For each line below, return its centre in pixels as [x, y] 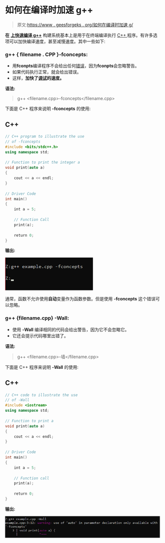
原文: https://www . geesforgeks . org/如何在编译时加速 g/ [75, 25]
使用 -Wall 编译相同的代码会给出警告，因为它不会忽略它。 [70, 329]
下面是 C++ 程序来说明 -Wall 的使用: [42, 367]
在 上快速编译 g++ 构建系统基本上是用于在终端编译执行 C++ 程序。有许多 [79, 35]
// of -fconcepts [23, 142]
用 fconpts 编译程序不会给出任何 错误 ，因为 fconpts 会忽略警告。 [76, 66]
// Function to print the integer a [42, 163]
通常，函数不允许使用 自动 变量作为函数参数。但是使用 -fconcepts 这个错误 [80, 299]
